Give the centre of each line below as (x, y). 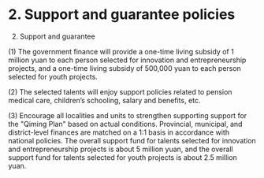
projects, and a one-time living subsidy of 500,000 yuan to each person (125, 68)
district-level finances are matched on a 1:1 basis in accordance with (119, 132)
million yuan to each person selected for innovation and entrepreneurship (127, 60)
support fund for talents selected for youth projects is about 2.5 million (123, 157)
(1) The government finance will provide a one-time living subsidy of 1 (121, 51)
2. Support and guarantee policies (122, 15)
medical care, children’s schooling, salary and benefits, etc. (104, 100)
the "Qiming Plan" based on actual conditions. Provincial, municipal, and (125, 124)
